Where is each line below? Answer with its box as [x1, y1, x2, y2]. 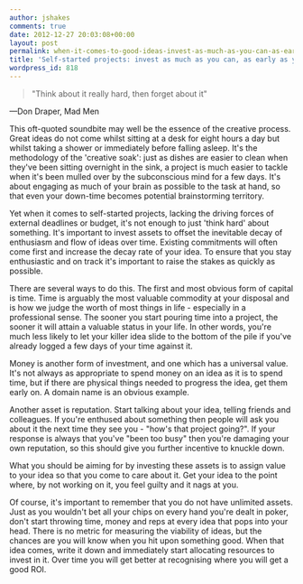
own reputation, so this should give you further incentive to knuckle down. [9, 442, 285, 453]
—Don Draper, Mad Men [9, 106, 100, 116]
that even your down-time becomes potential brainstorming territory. [9, 190, 264, 201]
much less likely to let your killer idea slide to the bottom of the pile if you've [9, 330, 292, 341]
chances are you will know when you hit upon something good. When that [9, 534, 285, 546]
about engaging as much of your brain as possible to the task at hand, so [9, 181, 281, 191]
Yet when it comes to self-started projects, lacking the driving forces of [9, 208, 274, 218]
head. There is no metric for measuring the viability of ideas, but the [9, 525, 262, 536]
